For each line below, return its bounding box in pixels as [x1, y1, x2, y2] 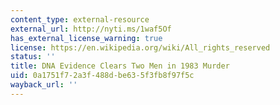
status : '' [10, 52, 56, 62]
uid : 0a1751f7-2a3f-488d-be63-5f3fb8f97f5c [10, 71, 195, 81]
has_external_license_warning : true [10, 33, 163, 43]
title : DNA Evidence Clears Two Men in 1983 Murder [10, 61, 230, 71]
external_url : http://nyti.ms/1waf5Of [10, 24, 172, 34]
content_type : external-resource [10, 14, 150, 25]
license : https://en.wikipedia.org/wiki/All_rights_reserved [10, 42, 271, 53]
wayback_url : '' [10, 80, 78, 90]
